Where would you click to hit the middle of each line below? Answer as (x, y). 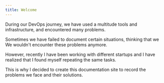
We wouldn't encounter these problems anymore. (56, 45)
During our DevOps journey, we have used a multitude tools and (71, 24)
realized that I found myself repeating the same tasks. (61, 60)
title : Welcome (21, 10)
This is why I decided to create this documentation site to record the (76, 69)
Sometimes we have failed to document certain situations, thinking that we (82, 39)
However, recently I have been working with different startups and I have (80, 54)
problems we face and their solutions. (44, 75)
